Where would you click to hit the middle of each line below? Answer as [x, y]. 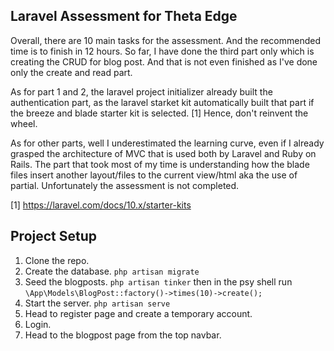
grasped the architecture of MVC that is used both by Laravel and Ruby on [163, 153]
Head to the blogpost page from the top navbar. [123, 335]
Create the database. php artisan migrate [112, 271]
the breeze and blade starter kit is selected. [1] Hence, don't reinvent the [159, 113]
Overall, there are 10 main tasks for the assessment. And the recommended [166, 40]
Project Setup [54, 236]
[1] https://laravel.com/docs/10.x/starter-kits [101, 205]
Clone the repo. [57, 260]
